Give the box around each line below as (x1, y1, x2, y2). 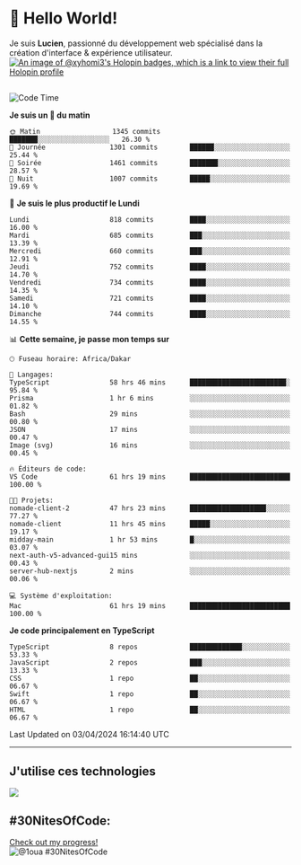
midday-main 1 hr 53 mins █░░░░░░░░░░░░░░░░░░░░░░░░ (9, 535, 291, 544)
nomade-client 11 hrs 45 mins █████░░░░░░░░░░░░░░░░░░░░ (9, 520, 291, 529)
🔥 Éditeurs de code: (9, 464, 87, 474)
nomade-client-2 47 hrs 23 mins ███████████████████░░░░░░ (9, 504, 291, 513)
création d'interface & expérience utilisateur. (9, 47, 173, 57)
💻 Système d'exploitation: (9, 592, 114, 601)
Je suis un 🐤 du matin (9, 110, 90, 120)
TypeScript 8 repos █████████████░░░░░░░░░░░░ (9, 642, 291, 652)
